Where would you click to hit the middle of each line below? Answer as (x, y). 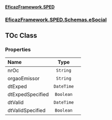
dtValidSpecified (27, 111)
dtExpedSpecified (28, 94)
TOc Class (21, 35)
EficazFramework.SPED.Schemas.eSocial (56, 20)
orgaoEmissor (24, 79)
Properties (18, 49)
